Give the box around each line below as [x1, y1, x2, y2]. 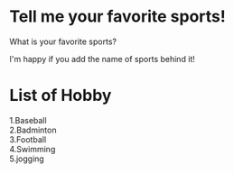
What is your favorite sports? [9, 36, 117, 47]
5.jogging [9, 153, 45, 164]
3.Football [9, 133, 47, 145]
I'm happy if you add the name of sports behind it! [9, 53, 196, 64]
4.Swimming [9, 143, 56, 154]
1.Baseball [9, 114, 47, 125]
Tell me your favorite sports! [9, 6, 226, 27]
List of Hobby [9, 86, 112, 105]
